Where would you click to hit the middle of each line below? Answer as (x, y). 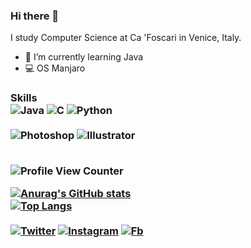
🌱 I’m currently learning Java (84, 57)
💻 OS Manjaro (55, 68)
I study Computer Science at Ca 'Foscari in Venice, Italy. (126, 38)
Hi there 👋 (35, 16)
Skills (24, 98)
